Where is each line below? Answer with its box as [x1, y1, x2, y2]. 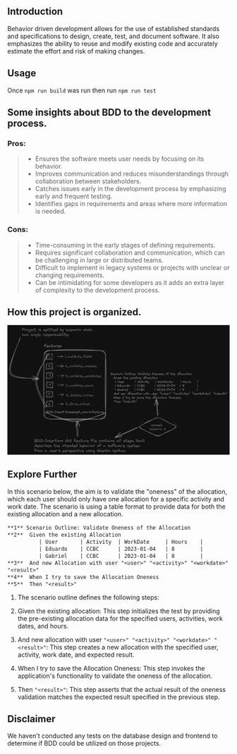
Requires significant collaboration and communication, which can [35, 248, 226, 257]
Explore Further [7, 468, 78, 480]
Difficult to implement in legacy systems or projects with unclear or [35, 263, 230, 272]
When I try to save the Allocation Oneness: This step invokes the [17, 664, 205, 672]
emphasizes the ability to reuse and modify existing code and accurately [7, 39, 219, 48]
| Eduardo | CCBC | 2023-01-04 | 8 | [38, 545, 203, 552]
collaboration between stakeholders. [35, 177, 142, 186]
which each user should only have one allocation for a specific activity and [7, 494, 224, 503]
